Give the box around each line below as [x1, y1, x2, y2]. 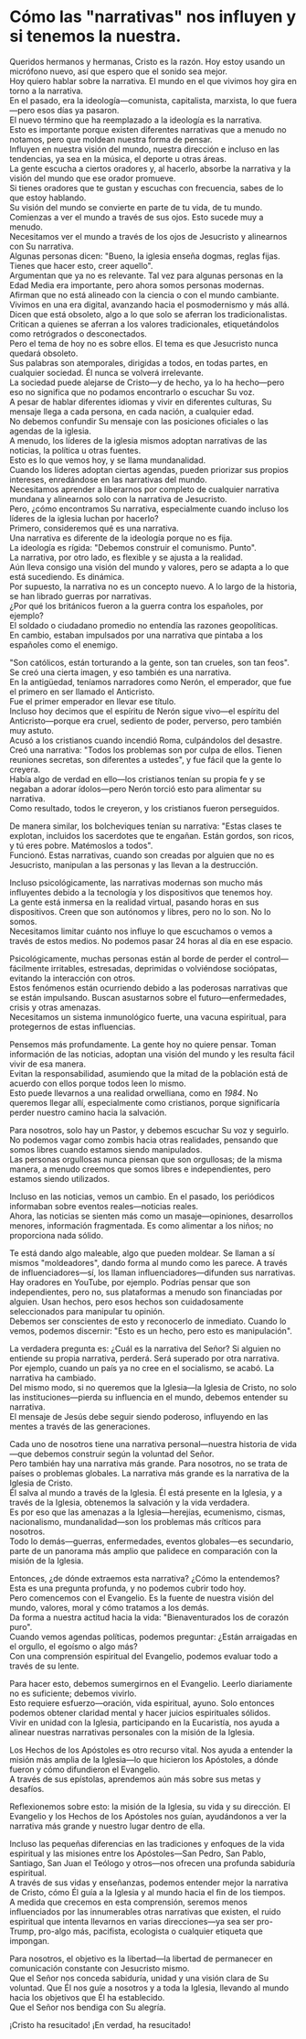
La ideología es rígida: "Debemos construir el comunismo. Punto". [9, 542, 258, 553]
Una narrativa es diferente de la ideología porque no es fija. [9, 532, 233, 543]
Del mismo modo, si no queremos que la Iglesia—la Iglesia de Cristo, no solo [9, 1381, 297, 1392]
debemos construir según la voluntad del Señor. [33, 1448, 215, 1459]
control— [254, 953, 290, 964]
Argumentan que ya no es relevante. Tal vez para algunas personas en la [9, 270, 284, 281]
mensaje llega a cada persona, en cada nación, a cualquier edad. [9, 405, 254, 417]
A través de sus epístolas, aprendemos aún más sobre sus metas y [9, 1773, 261, 1785]
